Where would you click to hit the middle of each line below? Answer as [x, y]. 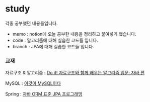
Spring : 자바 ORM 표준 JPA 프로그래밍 [44, 94]
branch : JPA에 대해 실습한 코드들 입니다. [53, 46]
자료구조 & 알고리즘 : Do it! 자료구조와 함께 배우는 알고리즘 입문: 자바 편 [75, 73]
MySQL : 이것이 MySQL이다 [33, 83]
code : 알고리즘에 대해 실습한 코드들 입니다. [55, 40]
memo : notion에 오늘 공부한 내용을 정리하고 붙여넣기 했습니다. [74, 34]
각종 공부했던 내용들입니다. [31, 23]
